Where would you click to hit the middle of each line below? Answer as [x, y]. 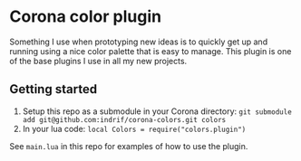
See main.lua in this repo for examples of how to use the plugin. [129, 146]
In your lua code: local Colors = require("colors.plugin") [134, 128]
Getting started [53, 89]
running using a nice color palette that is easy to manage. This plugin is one [150, 51]
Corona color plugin [85, 17]
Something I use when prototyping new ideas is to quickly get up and [139, 42]
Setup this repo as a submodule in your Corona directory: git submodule [157, 111]
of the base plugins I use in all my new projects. [98, 61]
